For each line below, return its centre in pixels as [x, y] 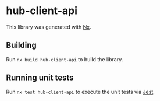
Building [21, 45]
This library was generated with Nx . [49, 27]
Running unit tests [40, 78]
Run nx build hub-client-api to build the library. [65, 59]
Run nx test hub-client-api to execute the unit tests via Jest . [81, 92]
